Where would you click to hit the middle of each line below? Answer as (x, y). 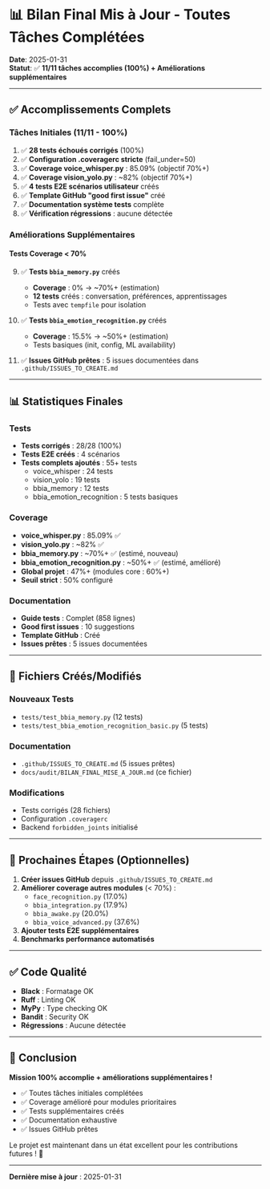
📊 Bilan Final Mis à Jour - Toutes (120, 15)
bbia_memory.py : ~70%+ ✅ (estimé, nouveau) (99, 553)
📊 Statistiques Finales (66, 402)
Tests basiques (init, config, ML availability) (104, 344)
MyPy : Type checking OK (64, 1008)
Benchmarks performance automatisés (87, 939)
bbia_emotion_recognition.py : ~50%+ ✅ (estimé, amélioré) (121, 562)
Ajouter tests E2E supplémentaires (80, 931)
